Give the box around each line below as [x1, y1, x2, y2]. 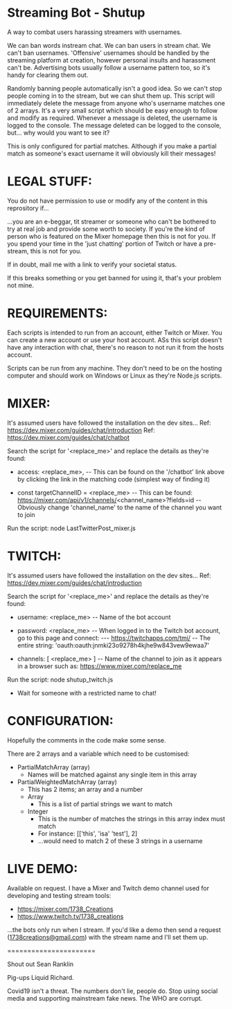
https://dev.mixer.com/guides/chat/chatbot [7, 433, 130, 441]
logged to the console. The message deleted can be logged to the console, [7, 121, 222, 129]
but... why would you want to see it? [7, 128, 110, 137]
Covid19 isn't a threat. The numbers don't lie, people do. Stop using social [7, 987, 218, 995]
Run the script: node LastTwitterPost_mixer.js [7, 524, 136, 532]
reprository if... [7, 203, 49, 212]
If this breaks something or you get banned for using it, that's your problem [7, 273, 222, 282]
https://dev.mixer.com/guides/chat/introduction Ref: [7, 425, 156, 434]
